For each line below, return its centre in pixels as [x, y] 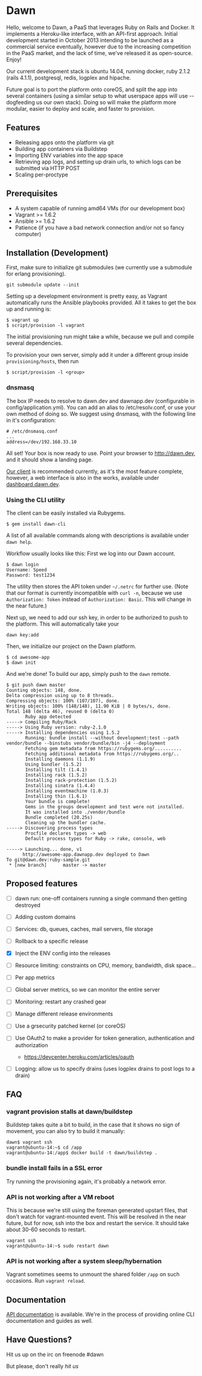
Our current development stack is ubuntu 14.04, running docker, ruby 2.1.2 [98, 71]
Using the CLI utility [36, 500]
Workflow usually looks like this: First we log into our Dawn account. [91, 553]
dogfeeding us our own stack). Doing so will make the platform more [91, 102]
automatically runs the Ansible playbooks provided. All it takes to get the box [101, 303]
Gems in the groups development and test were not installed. [105, 807]
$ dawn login [23, 564]
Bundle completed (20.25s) [59, 817]
